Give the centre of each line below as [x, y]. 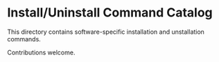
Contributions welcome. [41, 52]
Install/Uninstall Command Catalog [110, 13]
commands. [24, 39]
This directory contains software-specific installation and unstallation [106, 32]
